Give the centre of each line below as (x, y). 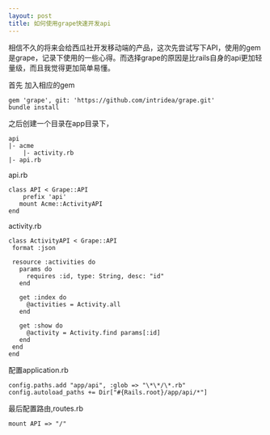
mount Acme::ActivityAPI (61, 204)
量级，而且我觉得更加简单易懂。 (61, 68)
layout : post (30, 16)
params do (36, 269)
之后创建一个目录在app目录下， (61, 123)
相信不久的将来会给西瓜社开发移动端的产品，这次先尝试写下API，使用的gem (135, 47)
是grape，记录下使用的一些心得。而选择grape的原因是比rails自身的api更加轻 (135, 57)
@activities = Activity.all (74, 304)
